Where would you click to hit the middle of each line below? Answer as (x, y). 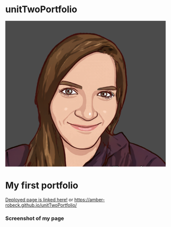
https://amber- (90, 199)
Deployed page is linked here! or (39, 199)
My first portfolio (42, 185)
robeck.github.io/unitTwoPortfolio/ (41, 205)
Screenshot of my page (35, 218)
